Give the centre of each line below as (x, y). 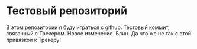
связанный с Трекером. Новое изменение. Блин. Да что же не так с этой (98, 33)
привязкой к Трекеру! (33, 40)
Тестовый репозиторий (67, 11)
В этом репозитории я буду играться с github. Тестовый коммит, (88, 27)
